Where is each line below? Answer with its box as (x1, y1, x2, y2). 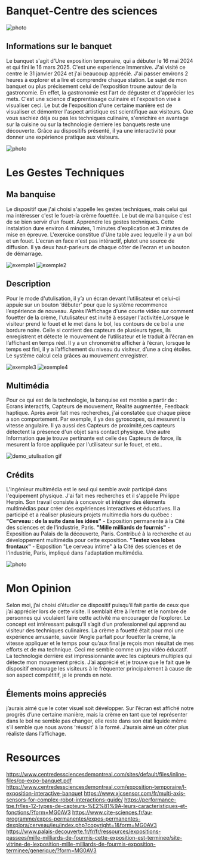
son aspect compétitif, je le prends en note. (6, 671, 113, 679)
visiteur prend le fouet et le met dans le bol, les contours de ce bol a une (6, 320, 184, 327)
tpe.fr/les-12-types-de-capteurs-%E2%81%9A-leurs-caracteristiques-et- (6, 802, 187, 809)
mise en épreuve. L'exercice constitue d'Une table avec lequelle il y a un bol (6, 231, 193, 238)
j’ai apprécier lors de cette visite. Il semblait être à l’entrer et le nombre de (6, 608, 187, 615)
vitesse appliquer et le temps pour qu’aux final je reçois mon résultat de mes (6, 639, 194, 647)
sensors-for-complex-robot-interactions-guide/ (6, 796, 124, 803)
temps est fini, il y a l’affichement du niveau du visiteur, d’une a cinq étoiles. (6, 345, 192, 353)
